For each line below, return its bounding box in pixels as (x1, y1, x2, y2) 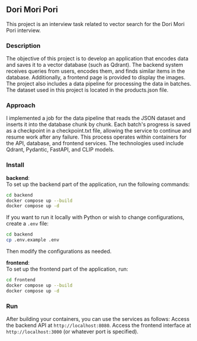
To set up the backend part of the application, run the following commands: (6, 181, 190, 188)
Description (6, 41, 41, 50)
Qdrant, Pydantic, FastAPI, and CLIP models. (6, 146, 115, 153)
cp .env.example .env (6, 237, 60, 243)
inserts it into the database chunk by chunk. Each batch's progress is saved (6, 121, 190, 128)
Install (6, 161, 25, 169)
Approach (6, 101, 35, 110)
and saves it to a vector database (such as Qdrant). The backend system (6, 62, 183, 69)
